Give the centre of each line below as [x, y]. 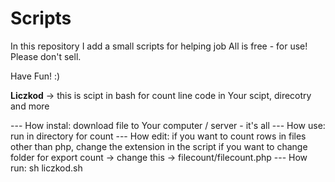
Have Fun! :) [35, 76]
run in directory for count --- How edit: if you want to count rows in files [158, 136]
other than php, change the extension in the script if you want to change [159, 146]
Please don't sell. [46, 56]
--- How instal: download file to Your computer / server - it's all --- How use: [168, 125]
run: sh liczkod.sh [46, 168]
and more [30, 106]
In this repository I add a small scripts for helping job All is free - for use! [159, 46]
